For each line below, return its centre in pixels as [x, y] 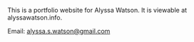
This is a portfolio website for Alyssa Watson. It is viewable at [97, 10]
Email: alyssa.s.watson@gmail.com [59, 31]
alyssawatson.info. [35, 17]
